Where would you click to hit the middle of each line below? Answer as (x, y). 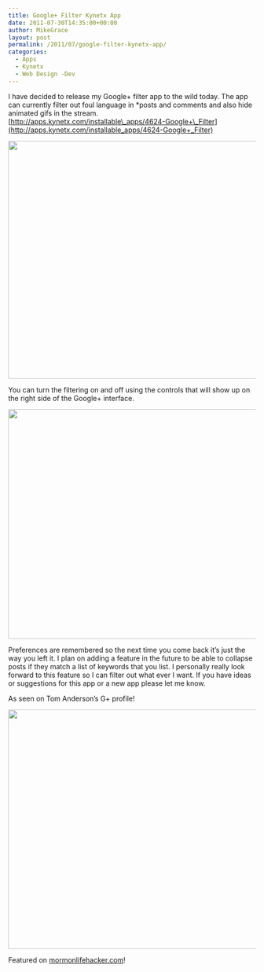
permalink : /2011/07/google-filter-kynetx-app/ (88, 45)
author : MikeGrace (38, 30)
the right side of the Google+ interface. (71, 398)
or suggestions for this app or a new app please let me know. (107, 683)
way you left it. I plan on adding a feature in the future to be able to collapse (130, 658)
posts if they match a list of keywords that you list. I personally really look (126, 666)
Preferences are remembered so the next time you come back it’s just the (127, 650)
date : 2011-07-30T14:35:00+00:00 (63, 23)
